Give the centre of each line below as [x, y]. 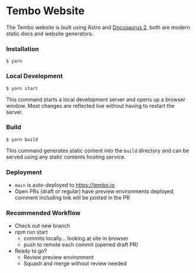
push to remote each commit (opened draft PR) [81, 245]
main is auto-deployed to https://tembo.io [65, 185]
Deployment [24, 172]
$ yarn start [22, 88]
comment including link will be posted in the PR [72, 198]
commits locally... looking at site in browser [76, 239]
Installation [23, 49]
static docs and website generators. [50, 33]
